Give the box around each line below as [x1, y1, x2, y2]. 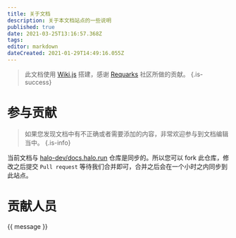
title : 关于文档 [7, 10, 51, 18]
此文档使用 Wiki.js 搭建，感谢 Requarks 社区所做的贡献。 [24, 70, 190, 78]
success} [24, 78, 52, 86]
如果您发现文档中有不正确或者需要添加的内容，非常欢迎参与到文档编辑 [24, 129, 229, 138]
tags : [7, 37, 23, 44]
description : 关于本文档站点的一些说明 [7, 17, 111, 24]
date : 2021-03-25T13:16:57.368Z [7, 30, 102, 37]
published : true [7, 23, 55, 30]
